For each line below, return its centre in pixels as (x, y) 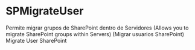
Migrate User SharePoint (36, 40)
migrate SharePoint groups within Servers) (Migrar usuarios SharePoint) (95, 34)
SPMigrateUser (45, 11)
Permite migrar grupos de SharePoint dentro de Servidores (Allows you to (97, 28)
